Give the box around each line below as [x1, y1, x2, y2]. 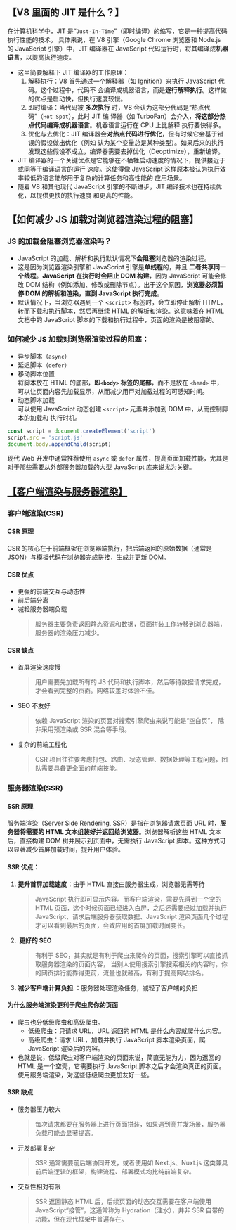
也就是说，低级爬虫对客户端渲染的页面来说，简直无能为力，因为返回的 [17, 1053, 221, 1061]
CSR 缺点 [7, 646, 34, 654]
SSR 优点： [7, 863, 40, 871]
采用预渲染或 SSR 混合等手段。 [41, 725, 131, 733]
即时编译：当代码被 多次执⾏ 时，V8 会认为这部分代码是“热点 [27, 103, 204, 111]
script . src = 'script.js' [7, 434, 83, 441]
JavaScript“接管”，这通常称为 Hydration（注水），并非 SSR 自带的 [34, 1206, 225, 1215]
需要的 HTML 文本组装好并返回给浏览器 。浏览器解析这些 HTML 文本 [25, 828, 222, 836]
